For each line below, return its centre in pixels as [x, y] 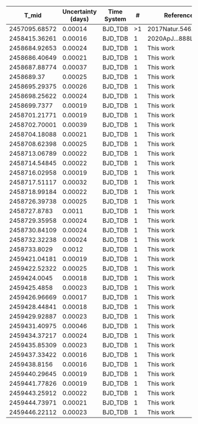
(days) [80, 19]
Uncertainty [80, 11]
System [115, 19]
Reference [179, 15]
